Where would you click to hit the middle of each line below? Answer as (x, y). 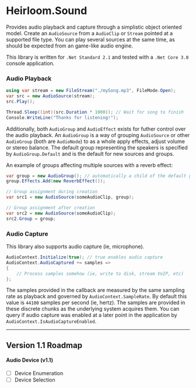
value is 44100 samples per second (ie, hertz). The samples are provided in (96, 302)
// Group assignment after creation (50, 208)
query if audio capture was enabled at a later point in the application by (92, 315)
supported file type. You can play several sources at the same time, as (90, 39)
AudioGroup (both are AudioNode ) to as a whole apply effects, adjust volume (96, 141)
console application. (30, 63)
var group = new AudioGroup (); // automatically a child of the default (96, 176)
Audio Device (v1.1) (30, 360)
